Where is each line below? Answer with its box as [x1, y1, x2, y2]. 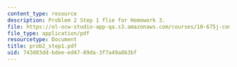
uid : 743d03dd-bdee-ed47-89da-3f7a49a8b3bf [7, 50, 138, 57]
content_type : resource [7, 10, 78, 17]
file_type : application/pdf [7, 29, 90, 37]
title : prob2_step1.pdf [7, 43, 78, 50]
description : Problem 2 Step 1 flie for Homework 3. [7, 17, 166, 24]
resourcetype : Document [7, 36, 78, 43]
